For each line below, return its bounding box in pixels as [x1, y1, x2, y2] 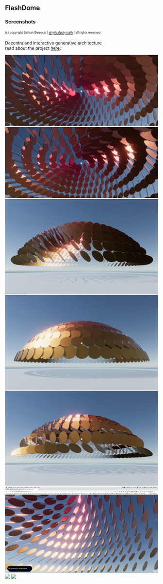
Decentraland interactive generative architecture [5, 40, 102, 46]
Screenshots [5, 19, 36, 25]
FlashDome [5, 4, 40, 12]
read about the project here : [5, 45, 62, 51]
